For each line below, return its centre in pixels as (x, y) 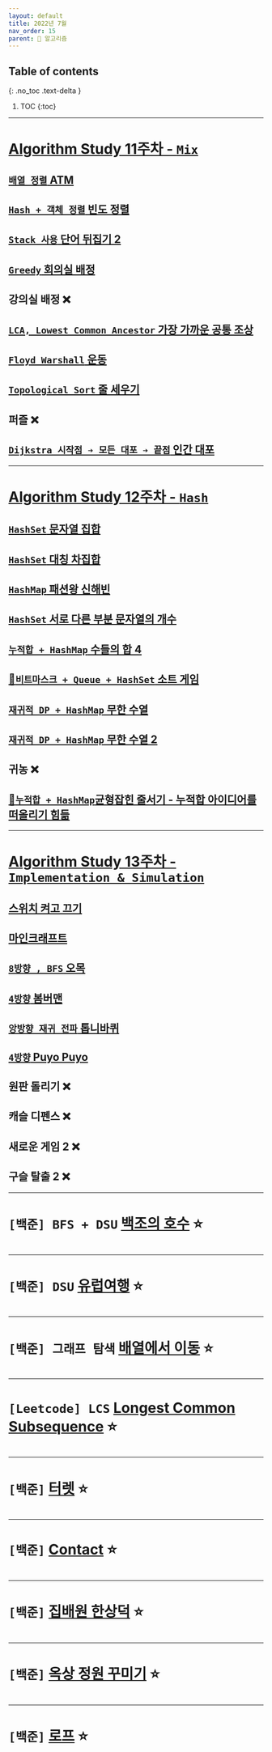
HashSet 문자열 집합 (55, 530)
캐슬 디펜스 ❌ (40, 1116)
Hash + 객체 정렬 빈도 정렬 (69, 210)
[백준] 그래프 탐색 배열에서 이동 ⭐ (111, 1348)
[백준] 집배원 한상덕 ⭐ (76, 1612)
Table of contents (53, 71)
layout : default (36, 16)
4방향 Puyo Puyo (49, 1057)
